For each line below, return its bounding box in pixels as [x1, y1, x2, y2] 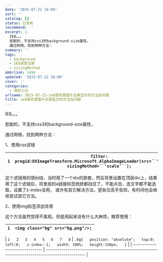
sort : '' [5, 12, 23, 16]
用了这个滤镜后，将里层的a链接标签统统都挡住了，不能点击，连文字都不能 [5, 181, 152, 187]
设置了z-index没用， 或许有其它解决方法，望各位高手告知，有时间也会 [13, 187, 153, 193]
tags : [5, 52, 16, 57]
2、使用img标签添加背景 [5, 203, 53, 209]
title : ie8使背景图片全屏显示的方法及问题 [5, 97, 81, 102]
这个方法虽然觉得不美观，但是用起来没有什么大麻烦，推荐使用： [5, 214, 132, 219]
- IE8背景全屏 [9, 61, 35, 66]
